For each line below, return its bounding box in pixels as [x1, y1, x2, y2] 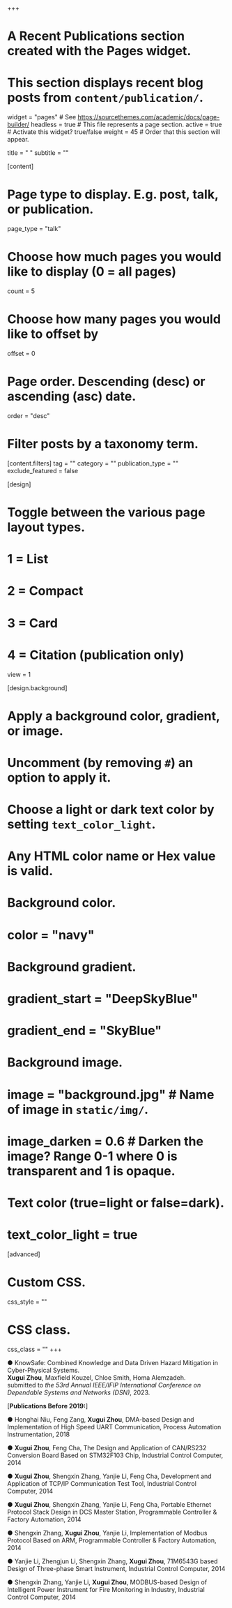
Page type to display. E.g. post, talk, [7, 186, 219, 202]
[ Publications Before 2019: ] [7, 1401, 88, 1410]
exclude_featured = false [7, 466, 79, 475]
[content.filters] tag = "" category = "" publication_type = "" [7, 459, 179, 468]
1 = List [7, 551, 49, 567]
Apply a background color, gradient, [7, 708, 220, 724]
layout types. [7, 519, 86, 535]
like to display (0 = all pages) [7, 264, 176, 280]
